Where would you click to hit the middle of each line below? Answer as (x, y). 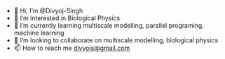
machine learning (39, 33)
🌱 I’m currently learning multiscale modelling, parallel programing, (109, 25)
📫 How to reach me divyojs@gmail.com (72, 48)
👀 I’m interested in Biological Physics (67, 18)
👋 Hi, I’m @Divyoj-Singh (48, 11)
